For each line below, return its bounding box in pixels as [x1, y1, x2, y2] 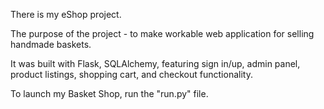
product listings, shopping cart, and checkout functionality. [10, 69, 253, 80]
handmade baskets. [10, 39, 92, 50]
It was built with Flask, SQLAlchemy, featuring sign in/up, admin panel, [10, 58, 301, 69]
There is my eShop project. [10, 9, 122, 20]
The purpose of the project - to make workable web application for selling [10, 28, 315, 39]
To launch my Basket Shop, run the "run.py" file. [10, 88, 209, 99]
